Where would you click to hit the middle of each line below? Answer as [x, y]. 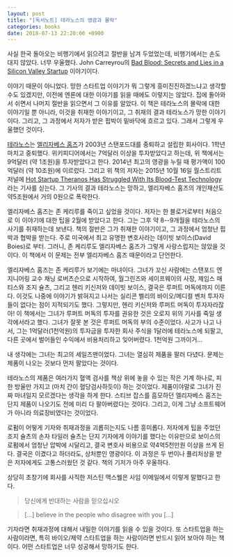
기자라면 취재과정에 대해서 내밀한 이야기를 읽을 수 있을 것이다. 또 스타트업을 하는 [116, 529]
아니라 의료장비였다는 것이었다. [56, 413]
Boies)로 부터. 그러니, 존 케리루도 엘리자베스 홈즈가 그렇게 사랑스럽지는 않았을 [113, 246]
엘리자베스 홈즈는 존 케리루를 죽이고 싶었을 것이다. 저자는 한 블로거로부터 [105, 212]
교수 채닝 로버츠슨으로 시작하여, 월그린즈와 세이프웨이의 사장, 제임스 [123, 279]
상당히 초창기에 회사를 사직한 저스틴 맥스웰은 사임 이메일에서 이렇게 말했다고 [110, 478]
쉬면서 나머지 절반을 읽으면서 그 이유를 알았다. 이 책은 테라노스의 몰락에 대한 [117, 104]
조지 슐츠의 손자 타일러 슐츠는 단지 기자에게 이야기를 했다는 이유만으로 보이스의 [114, 436]
